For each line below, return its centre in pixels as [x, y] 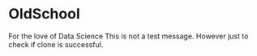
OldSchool [44, 14]
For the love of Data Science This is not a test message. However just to [128, 36]
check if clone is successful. [56, 44]
